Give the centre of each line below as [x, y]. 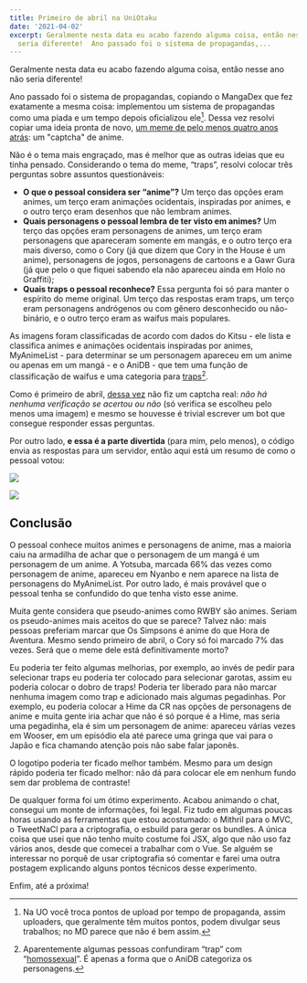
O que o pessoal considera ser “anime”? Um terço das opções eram [153, 192]
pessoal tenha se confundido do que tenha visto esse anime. [124, 594]
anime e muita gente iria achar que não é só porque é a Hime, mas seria [145, 716]
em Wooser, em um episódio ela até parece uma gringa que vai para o [142, 735]
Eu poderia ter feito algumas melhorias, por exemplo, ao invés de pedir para [152, 668]
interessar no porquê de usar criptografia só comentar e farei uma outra [145, 859]
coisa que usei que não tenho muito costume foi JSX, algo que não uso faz [150, 839]
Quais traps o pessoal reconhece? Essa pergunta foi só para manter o [156, 289]
